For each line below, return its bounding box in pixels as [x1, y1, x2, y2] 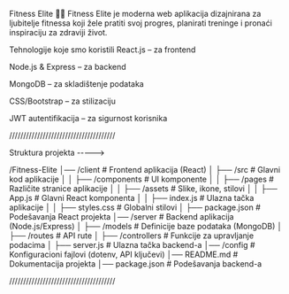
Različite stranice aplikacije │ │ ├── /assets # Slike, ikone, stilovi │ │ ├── [9, 183, 278, 194]
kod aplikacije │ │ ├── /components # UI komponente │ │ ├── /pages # [9, 174, 274, 184]
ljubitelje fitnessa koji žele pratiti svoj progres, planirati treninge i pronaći [9, 18, 272, 28]
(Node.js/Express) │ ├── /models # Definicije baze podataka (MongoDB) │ [9, 221, 283, 231]
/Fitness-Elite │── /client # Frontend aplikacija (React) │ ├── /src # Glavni [9, 165, 281, 174]
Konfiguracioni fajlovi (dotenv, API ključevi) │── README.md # [9, 249, 239, 259]
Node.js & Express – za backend [9, 62, 126, 72]
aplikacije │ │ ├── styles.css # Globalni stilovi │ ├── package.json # [9, 202, 261, 213]
